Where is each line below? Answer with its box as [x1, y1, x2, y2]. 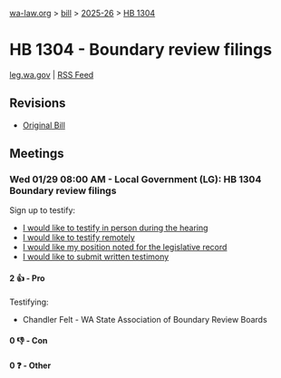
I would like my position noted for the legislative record [22, 242, 228, 253]
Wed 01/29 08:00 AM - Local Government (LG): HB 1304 [9, 173, 262, 186]
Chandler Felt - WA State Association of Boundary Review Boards [22, 314, 267, 325]
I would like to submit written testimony [22, 251, 170, 262]
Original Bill [22, 120, 66, 131]
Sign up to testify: [9, 205, 75, 216]
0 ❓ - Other [9, 360, 52, 371]
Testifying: [9, 296, 49, 307]
